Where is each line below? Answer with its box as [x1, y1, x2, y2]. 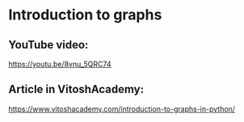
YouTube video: [8, 38, 89, 52]
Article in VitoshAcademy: [8, 82, 145, 96]
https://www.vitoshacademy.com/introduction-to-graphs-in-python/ [8, 103, 236, 114]
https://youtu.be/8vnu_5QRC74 [8, 59, 111, 69]
